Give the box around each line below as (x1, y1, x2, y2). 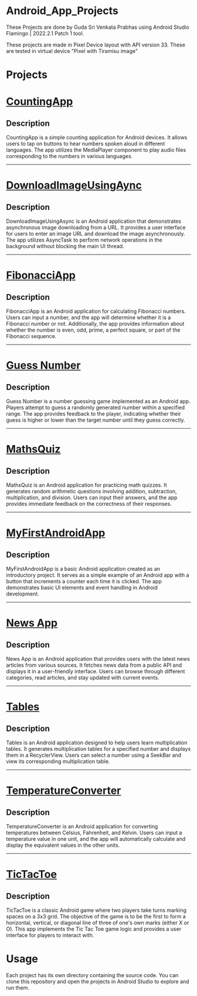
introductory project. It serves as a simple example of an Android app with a (6, 571, 189, 579)
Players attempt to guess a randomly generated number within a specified (6, 404, 185, 411)
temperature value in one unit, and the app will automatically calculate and (6, 835, 186, 843)
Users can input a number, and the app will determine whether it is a (6, 314, 171, 321)
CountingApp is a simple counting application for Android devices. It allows (6, 134, 188, 141)
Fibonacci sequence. (6, 333, 57, 340)
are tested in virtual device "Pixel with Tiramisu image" (6, 47, 138, 54)
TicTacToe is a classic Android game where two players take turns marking (6, 907, 186, 914)
